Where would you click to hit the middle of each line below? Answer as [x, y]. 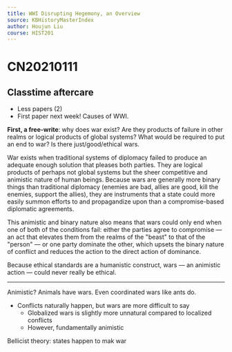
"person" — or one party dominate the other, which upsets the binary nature [116, 244]
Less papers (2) [40, 109]
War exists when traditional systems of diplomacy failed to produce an [107, 158]
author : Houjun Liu [35, 26]
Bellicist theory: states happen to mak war [67, 341]
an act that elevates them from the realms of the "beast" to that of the [106, 237]
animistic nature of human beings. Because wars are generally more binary [114, 179]
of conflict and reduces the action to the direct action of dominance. [104, 252]
